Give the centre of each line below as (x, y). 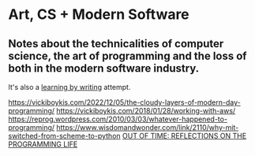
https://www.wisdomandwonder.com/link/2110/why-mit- (148, 127)
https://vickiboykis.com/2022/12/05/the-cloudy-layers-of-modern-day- (124, 102)
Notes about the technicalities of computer (116, 44)
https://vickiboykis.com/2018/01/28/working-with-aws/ (146, 111)
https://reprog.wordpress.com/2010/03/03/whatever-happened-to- (118, 119)
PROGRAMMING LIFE (43, 144)
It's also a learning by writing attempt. (69, 87)
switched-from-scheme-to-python (64, 136)
